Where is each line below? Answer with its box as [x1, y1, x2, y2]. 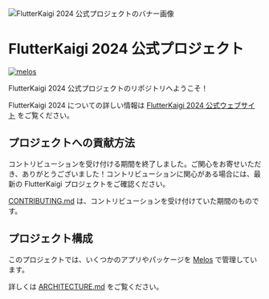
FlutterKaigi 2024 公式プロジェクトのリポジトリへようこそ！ [8, 83, 209, 93]
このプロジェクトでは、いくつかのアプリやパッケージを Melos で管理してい [8, 254, 258, 264]
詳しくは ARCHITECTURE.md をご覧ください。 [8, 281, 164, 291]
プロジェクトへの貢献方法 [8, 136, 135, 150]
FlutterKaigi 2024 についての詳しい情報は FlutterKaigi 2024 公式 [8, 100, 221, 110]
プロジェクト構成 [8, 232, 93, 245]
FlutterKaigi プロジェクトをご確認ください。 [23, 179, 170, 188]
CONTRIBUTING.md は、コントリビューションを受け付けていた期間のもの [8, 196, 253, 205]
